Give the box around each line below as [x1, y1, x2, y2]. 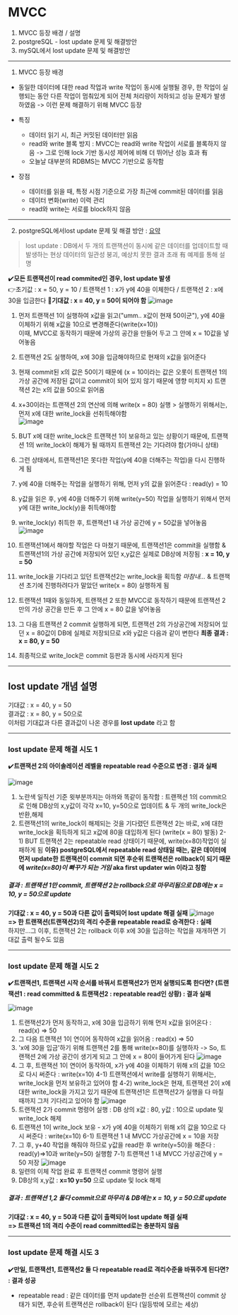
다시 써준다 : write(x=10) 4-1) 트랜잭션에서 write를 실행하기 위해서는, [25, 1070, 216, 1078]
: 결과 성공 [8, 1276, 36, 1285]
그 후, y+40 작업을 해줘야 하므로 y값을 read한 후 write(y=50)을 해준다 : [18, 1140, 215, 1149]
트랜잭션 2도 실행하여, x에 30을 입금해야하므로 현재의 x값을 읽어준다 [18, 353, 207, 361]
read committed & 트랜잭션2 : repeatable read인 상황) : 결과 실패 [27, 990, 211, 998]
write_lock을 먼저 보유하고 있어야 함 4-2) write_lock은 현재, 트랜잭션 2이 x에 [18, 1079, 232, 1087]
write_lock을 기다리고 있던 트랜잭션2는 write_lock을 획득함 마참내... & [18, 572, 212, 580]
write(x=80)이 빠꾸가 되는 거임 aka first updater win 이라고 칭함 [25, 863, 207, 872]
